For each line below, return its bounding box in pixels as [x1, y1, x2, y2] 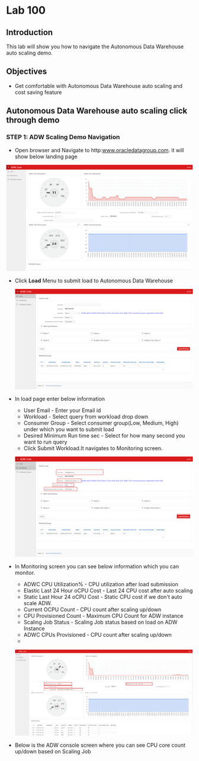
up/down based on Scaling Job [14, 747, 91, 755]
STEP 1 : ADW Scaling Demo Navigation [6, 133, 120, 141]
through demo [6, 115, 60, 125]
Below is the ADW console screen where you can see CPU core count [14, 741, 185, 749]
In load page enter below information [14, 395, 105, 402]
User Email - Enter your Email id [23, 407, 101, 414]
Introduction [6, 27, 53, 37]
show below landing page [14, 153, 78, 160]
